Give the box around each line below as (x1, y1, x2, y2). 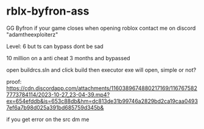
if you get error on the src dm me (6, 116, 90, 123)
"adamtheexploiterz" (6, 30, 58, 38)
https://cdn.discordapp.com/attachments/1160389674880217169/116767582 (6, 84, 198, 92)
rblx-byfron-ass (6, 4, 90, 18)
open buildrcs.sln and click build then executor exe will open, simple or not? (6, 66, 197, 74)
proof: (6, 78, 22, 85)
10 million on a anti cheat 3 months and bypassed (6, 54, 130, 61)
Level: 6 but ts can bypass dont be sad (6, 43, 104, 50)
